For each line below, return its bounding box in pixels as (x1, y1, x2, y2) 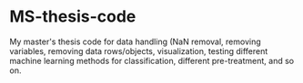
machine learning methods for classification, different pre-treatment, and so (9, 55, 294, 66)
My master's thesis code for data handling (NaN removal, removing (9, 36, 261, 47)
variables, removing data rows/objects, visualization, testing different (9, 45, 268, 56)
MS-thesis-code (9, 6, 136, 27)
